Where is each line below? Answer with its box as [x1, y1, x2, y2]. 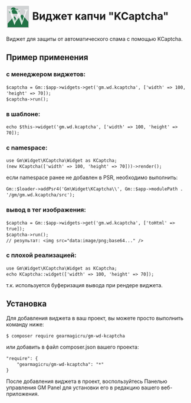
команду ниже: [6, 321, 44, 328]
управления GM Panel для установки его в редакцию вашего [6, 383, 160, 391]
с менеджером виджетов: [6, 70, 86, 79]
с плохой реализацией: [6, 251, 77, 259]
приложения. [6, 390, 39, 397]
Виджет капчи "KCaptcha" [32, 9, 169, 22]
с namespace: [6, 144, 48, 152]
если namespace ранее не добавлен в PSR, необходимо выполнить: [6, 174, 178, 181]
